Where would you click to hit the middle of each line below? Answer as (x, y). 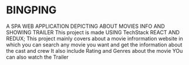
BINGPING (31, 10)
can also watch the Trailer (37, 57)
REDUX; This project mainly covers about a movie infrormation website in (95, 38)
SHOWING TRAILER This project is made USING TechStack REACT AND (93, 32)
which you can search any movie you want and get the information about (94, 45)
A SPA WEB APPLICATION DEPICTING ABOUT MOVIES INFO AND (86, 26)
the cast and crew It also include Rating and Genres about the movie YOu (95, 50)
